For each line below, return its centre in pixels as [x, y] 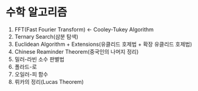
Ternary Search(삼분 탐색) [46, 36]
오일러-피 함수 [31, 74]
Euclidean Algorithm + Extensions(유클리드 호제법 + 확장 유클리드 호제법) [103, 44]
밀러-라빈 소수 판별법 [39, 59]
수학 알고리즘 [36, 12]
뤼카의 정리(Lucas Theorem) [49, 81]
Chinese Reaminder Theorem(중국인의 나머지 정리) [77, 51]
